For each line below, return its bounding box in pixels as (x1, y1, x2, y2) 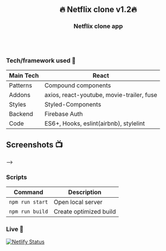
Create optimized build (53, 208, 116, 216)
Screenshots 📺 (6, 140, 63, 150)
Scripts (6, 173, 27, 181)
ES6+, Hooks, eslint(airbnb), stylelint (44, 119, 145, 128)
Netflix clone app (73, 22, 123, 30)
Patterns (9, 81, 33, 90)
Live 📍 (6, 225, 24, 233)
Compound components (44, 81, 111, 90)
